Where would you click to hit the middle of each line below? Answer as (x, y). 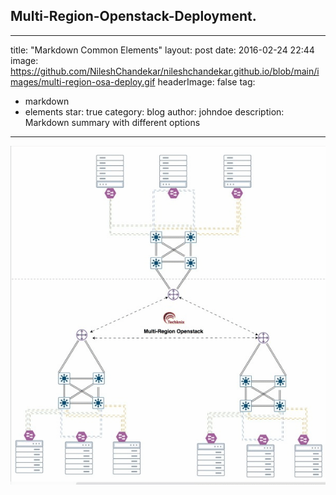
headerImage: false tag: (206, 81)
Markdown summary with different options (112, 122)
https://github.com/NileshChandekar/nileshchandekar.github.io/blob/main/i (165, 71)
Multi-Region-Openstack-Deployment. (133, 16)
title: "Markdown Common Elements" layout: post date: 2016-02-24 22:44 (162, 50)
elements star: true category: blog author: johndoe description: (154, 111)
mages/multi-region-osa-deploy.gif (83, 81)
